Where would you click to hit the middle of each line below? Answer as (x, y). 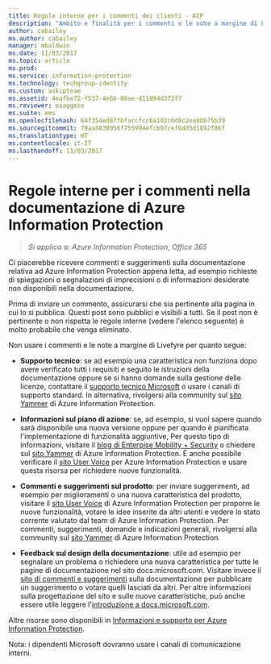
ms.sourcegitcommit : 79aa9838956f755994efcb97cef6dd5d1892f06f (117, 128)
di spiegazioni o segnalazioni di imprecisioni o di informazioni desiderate (129, 280)
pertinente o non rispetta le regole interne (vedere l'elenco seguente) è (126, 321)
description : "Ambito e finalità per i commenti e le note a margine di (133, 23)
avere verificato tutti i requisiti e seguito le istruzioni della (115, 369)
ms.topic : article (39, 61)
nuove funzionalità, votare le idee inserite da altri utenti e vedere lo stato (140, 512)
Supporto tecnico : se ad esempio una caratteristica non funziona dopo (138, 361)
